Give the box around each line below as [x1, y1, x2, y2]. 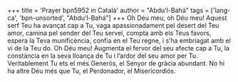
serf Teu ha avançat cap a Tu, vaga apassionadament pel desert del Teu [7, 21, 219, 29]
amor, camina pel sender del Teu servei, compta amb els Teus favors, [7, 29, 212, 37]
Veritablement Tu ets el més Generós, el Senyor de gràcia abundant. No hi [7, 59, 225, 67]
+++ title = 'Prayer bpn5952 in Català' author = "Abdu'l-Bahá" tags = [7, 6, 209, 14]
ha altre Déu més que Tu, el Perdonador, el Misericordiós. [7, 67, 176, 75]
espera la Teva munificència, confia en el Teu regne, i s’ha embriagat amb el [7, 36, 232, 45]
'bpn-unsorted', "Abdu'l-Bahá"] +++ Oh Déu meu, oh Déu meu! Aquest [19, 14, 227, 22]
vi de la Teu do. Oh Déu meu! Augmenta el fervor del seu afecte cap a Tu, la [7, 44, 230, 52]
